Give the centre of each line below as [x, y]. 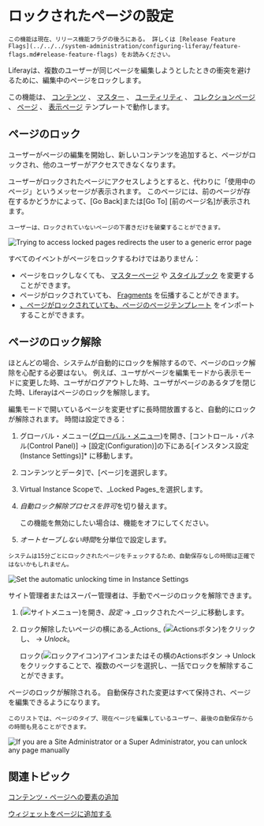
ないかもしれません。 [43, 564]
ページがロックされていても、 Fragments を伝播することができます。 [131, 295]
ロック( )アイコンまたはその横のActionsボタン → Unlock [138, 655]
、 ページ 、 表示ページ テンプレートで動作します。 [91, 107]
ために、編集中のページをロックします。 [80, 80]
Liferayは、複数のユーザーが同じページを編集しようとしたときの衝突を [123, 70]
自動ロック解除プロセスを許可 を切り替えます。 [95, 506]
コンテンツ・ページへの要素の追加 [63, 797]
